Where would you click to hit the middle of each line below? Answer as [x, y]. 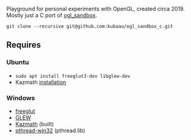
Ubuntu [18, 62]
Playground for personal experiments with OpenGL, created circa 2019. [95, 9]
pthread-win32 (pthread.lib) [50, 130]
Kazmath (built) [34, 124]
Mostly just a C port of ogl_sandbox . [52, 15]
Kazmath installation [41, 82]
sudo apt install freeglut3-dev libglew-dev [73, 76]
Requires [24, 45]
